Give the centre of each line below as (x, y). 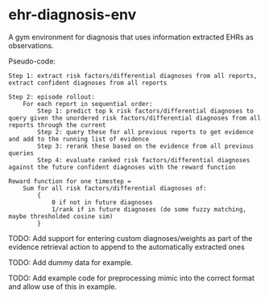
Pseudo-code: (32, 61)
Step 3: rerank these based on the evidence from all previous (145, 146)
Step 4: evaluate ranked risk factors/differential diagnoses (144, 160)
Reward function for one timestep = (70, 181)
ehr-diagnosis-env (72, 15)
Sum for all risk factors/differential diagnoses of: (115, 188)
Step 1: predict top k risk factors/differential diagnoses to (145, 111)
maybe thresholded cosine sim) (61, 216)
